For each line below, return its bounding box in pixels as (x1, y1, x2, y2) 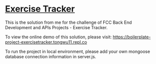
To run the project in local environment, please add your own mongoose (5, 48, 150, 54)
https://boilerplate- (112, 34, 151, 40)
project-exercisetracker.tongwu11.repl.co (5, 39, 87, 45)
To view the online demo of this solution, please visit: (5, 34, 112, 40)
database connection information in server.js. (5, 53, 96, 59)
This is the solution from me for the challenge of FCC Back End (5, 19, 132, 25)
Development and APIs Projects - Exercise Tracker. (5, 24, 108, 30)
